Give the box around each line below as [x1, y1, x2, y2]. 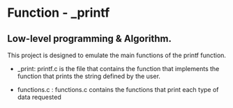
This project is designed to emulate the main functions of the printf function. [7, 51, 227, 59]
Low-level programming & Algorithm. [7, 33, 172, 45]
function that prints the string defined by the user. [17, 72, 160, 80]
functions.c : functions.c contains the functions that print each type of [17, 86, 219, 93]
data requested [17, 93, 61, 101]
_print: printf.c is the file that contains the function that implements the [17, 65, 220, 72]
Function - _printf [7, 5, 110, 21]
